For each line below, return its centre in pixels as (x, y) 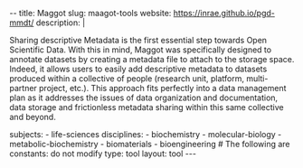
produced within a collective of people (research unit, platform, (127, 79)
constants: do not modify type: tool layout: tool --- (103, 154)
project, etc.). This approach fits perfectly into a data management (163, 88)
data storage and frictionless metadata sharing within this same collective (147, 107)
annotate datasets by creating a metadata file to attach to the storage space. (152, 59)
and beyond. (33, 117)
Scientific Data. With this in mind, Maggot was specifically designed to (141, 50)
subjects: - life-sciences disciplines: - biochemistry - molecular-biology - (146, 134)
